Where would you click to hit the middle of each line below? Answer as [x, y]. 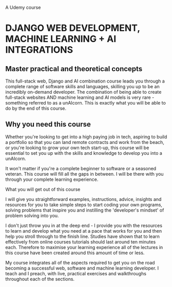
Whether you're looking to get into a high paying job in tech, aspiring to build [86, 137]
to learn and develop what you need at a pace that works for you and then [84, 231]
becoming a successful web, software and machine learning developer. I [82, 268]
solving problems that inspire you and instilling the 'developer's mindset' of [85, 210]
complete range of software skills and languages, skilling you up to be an [83, 86]
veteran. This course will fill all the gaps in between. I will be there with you [84, 174]
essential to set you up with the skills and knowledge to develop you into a [84, 153]
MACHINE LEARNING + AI [61, 39]
